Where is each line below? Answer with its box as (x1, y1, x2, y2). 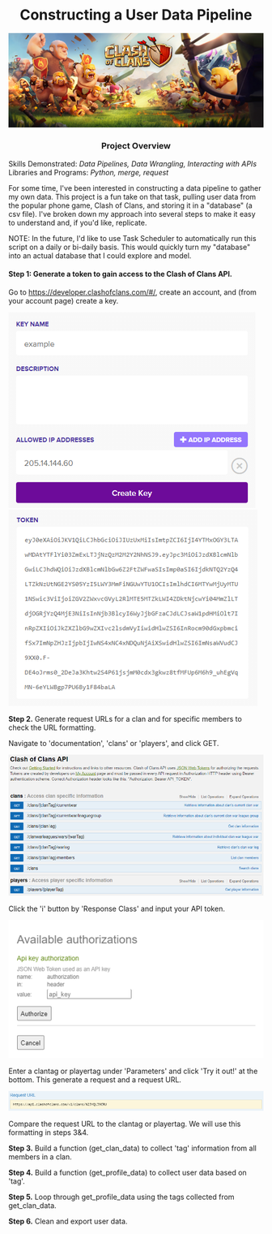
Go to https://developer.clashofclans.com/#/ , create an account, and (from (8, 287, 257, 297)
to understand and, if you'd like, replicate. (8, 218, 147, 227)
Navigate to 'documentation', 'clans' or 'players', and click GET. (8, 738, 219, 748)
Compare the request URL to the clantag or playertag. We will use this (8, 1119, 241, 1129)
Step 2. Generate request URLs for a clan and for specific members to (8, 714, 243, 723)
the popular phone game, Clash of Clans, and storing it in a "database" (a (8, 201, 253, 210)
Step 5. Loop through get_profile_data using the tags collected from (8, 1192, 235, 1202)
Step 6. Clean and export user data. (8, 1216, 128, 1227)
